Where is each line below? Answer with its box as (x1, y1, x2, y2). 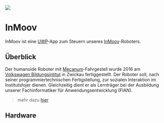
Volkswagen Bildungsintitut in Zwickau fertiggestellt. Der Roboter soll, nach (5, 71, 159, 77)
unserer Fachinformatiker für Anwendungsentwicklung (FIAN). (5, 87, 133, 93)
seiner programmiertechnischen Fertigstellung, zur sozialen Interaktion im (5, 77, 157, 83)
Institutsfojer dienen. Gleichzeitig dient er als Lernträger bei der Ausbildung (5, 82, 159, 88)
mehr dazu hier (17, 97, 49, 103)
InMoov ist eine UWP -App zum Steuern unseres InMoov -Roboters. (5, 38, 141, 44)
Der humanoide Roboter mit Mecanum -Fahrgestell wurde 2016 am (5, 66, 141, 72)
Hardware (5, 112, 36, 120)
